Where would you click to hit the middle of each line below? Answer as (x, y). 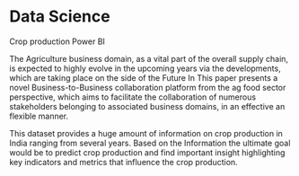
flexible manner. (39, 116)
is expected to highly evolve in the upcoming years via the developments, (145, 68)
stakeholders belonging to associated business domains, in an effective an (147, 106)
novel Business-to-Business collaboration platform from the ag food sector (148, 87)
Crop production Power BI (57, 41)
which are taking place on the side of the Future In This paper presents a (144, 77)
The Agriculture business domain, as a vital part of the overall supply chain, (149, 58)
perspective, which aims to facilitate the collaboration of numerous (133, 97)
